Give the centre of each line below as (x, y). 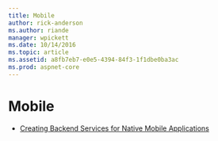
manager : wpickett (38, 38)
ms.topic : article (38, 52)
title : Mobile (32, 15)
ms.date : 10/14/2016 (42, 45)
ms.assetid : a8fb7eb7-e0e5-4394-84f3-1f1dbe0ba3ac (94, 60)
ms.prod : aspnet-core (44, 67)
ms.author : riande (38, 30)
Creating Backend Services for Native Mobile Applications (115, 128)
